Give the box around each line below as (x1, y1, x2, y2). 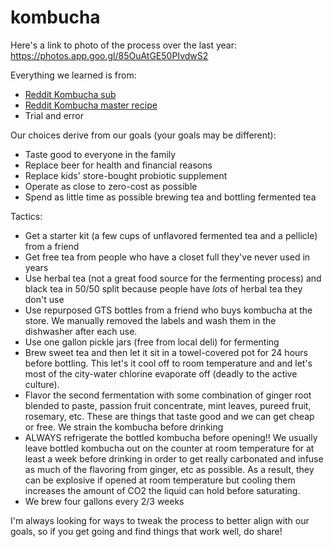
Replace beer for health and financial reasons (24, 159, 213, 171)
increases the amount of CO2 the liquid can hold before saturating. (24, 484, 301, 496)
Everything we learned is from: (10, 69, 137, 81)
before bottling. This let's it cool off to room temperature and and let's (24, 357, 313, 369)
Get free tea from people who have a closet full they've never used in (24, 251, 311, 263)
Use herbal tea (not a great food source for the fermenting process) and (24, 272, 322, 284)
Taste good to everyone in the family (24, 148, 177, 160)
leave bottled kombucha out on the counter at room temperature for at (24, 442, 315, 454)
